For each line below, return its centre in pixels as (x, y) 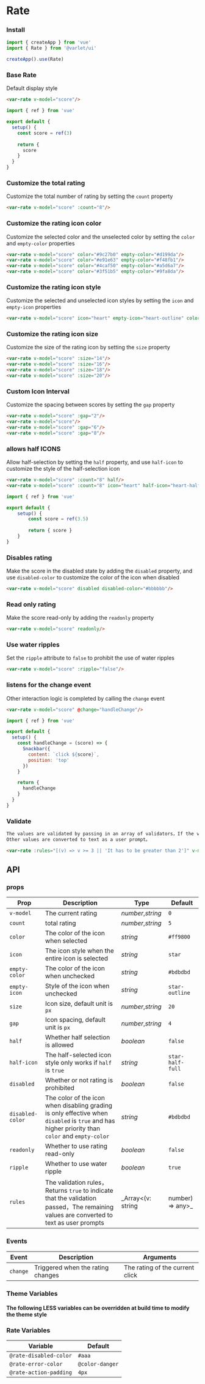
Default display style (32, 88)
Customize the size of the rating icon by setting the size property (88, 348)
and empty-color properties (41, 243)
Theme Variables (32, 1293)
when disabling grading (79, 1106)
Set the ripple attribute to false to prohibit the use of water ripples (91, 658)
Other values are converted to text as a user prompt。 (78, 839)
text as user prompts (75, 1223)
